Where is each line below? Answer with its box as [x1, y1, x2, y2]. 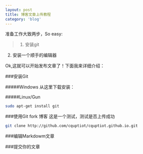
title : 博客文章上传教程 [5, 12, 51, 17]
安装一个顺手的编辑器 [12, 52, 57, 58]
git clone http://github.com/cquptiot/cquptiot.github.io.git [5, 123, 138, 128]
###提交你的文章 [5, 143, 40, 150]
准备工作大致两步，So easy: [5, 31, 63, 37]
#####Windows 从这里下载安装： [5, 84, 75, 90]
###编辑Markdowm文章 [5, 133, 55, 139]
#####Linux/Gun [5, 94, 41, 100]
